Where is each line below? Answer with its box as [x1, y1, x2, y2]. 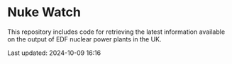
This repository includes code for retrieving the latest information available [7, 27, 226, 36]
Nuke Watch [7, 4, 82, 20]
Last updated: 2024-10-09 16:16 [7, 49, 101, 57]
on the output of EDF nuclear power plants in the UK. [7, 34, 162, 43]
